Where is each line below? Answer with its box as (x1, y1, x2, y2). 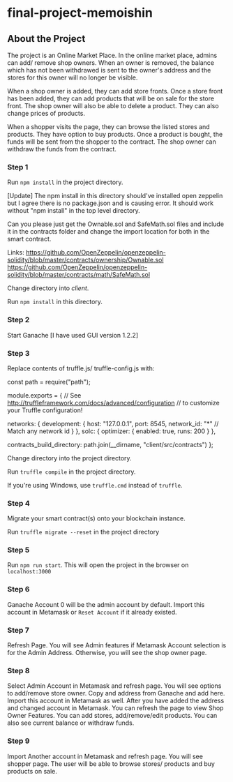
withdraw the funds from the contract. (7, 145, 117, 153)
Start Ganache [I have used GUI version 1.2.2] (7, 331, 139, 339)
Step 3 (7, 348, 30, 358)
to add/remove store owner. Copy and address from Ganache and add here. (7, 689, 225, 698)
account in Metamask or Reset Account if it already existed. (7, 608, 177, 616)
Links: (7, 248, 24, 257)
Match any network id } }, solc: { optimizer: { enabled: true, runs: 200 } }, (7, 427, 216, 435)
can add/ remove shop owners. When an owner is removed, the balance (7, 59, 215, 67)
